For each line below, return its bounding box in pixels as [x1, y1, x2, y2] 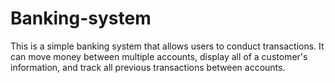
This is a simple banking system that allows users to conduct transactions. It [10, 40, 325, 52]
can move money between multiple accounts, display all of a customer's [10, 50, 308, 62]
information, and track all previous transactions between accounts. [10, 61, 286, 73]
